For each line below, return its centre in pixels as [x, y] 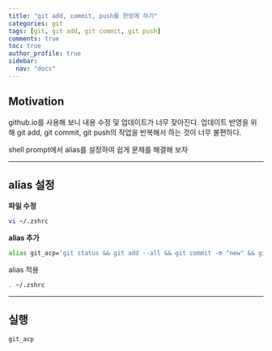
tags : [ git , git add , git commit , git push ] [85, 31]
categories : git [36, 24]
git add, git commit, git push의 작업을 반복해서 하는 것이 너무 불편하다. [129, 132]
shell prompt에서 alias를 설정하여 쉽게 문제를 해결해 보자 [98, 149]
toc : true [25, 46]
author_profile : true [45, 54]
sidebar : [23, 62]
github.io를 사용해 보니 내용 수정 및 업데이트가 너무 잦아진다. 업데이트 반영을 [129, 122]
